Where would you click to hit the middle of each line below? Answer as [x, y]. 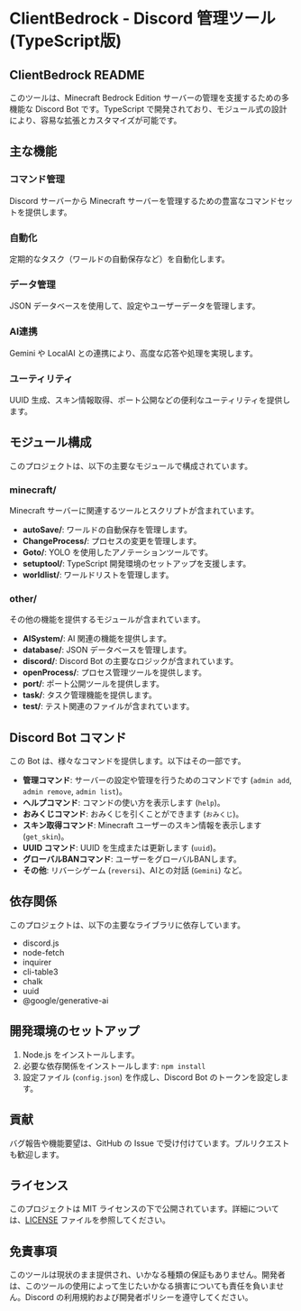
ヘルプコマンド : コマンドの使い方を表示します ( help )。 [123, 803]
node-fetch [43, 952]
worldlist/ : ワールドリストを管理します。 [98, 575]
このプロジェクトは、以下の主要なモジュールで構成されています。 [131, 466]
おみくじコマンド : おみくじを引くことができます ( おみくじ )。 [133, 814]
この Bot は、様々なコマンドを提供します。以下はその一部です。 [128, 761]
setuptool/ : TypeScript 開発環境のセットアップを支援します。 [137, 563]
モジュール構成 [50, 443]
